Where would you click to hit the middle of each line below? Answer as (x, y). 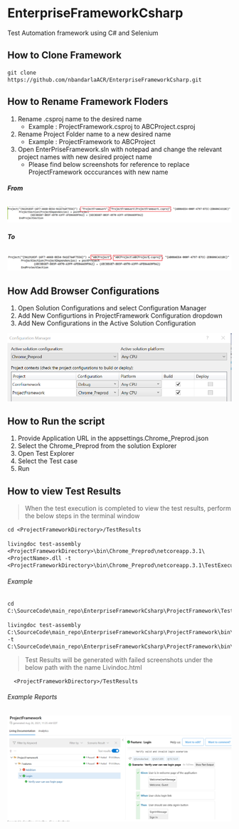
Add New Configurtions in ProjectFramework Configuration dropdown (120, 316)
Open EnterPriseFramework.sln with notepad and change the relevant (120, 149)
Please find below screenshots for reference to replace (109, 164)
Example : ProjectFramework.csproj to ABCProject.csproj (112, 126)
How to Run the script (56, 421)
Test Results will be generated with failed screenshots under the (119, 660)
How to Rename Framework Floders (88, 102)
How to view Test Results (64, 491)
